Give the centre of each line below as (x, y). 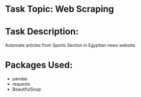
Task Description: (42, 32)
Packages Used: (39, 65)
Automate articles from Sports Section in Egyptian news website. (71, 45)
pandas (20, 79)
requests (21, 84)
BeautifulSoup (27, 89)
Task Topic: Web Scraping (59, 9)
